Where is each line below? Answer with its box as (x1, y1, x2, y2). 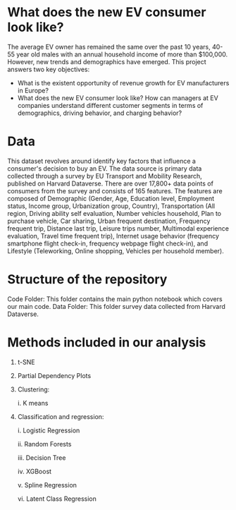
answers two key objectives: (7, 65, 90, 73)
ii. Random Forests (17, 439, 72, 448)
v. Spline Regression (17, 480, 77, 489)
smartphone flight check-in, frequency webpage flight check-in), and (7, 239, 209, 248)
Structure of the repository (7, 272, 168, 288)
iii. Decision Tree (17, 453, 66, 462)
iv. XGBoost (17, 467, 51, 475)
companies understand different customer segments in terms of (17, 101, 204, 109)
